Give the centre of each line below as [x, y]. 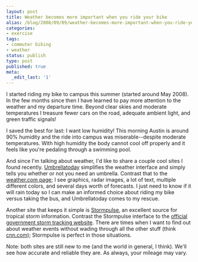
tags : [13, 39]
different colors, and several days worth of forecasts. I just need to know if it [99, 186]
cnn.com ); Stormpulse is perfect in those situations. [69, 235]
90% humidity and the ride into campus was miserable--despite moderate [96, 137]
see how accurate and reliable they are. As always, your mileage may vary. [97, 253]
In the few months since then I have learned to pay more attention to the [94, 100]
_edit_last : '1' [31, 77]
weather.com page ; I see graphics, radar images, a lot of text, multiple [91, 180]
